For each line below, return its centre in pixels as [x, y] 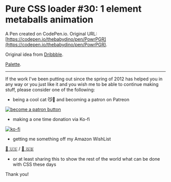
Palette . [13, 64]
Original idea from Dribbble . [34, 54]
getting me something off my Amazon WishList [62, 139]
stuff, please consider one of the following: [50, 89]
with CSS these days [34, 164]
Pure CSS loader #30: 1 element [73, 9]
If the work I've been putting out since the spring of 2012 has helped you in [84, 79]
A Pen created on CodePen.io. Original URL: [51, 34]
